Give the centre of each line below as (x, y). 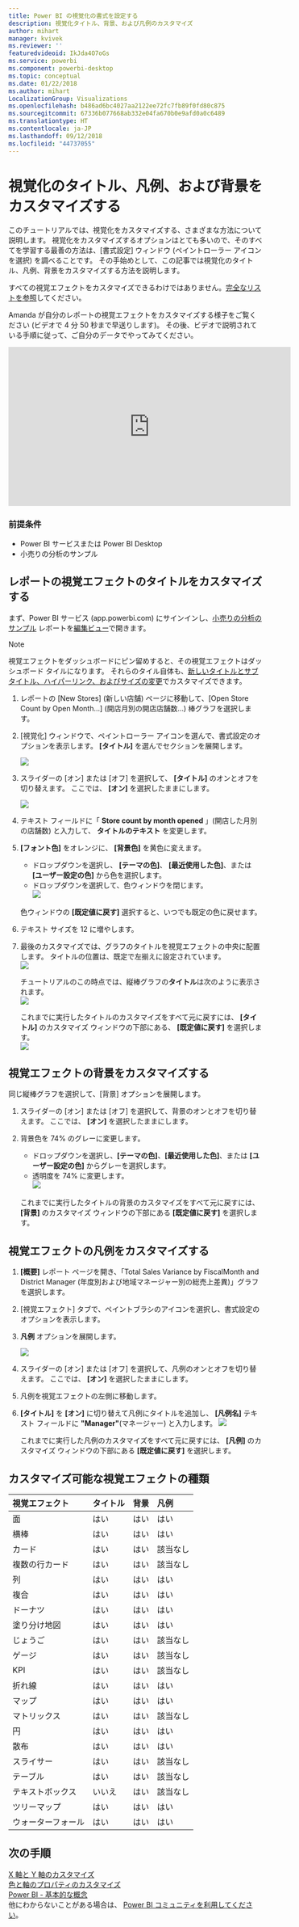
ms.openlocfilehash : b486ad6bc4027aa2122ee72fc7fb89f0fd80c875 (117, 106)
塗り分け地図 (37, 1625)
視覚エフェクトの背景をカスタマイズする (109, 1073)
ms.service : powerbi (43, 61)
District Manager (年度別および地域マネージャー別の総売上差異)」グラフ (139, 1282)
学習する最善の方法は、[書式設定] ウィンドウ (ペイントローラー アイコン (142, 251)
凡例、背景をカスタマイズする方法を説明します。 (103, 271)
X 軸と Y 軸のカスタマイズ (52, 1874)
